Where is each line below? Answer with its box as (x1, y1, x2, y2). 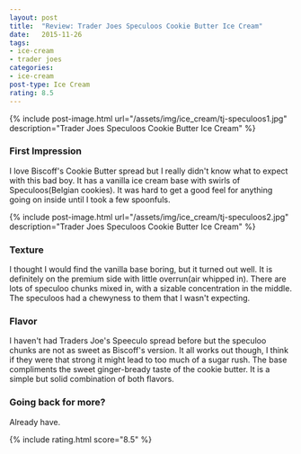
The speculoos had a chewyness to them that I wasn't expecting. (9, 293, 251, 304)
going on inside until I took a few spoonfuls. (9, 194, 171, 205)
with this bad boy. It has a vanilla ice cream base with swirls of (9, 174, 241, 185)
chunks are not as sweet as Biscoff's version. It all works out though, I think (9, 345, 289, 356)
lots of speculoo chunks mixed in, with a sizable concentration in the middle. (9, 283, 292, 294)
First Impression (9, 145, 83, 157)
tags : (9, 38, 30, 48)
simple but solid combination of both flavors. (9, 374, 175, 385)
